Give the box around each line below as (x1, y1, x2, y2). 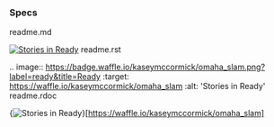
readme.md (9, 27, 52, 38)
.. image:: (9, 61, 44, 73)
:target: (102, 71, 130, 82)
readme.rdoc (9, 90, 57, 101)
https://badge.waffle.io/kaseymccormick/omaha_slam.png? (45, 61, 266, 73)
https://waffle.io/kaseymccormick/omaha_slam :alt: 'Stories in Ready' (9, 81, 266, 92)
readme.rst (80, 44, 121, 55)
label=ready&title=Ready (9, 71, 102, 82)
